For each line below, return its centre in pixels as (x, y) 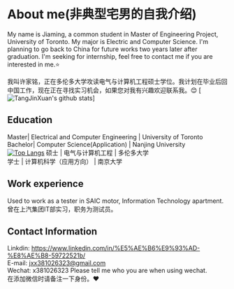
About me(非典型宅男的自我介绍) (102, 14)
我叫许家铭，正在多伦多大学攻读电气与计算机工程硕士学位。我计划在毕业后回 (117, 81)
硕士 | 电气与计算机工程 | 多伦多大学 (97, 153)
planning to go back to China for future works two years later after (102, 49)
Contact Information (52, 231)
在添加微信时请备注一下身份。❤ (53, 279)
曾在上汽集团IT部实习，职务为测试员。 (62, 209)
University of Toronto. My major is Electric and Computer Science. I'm (108, 41)
